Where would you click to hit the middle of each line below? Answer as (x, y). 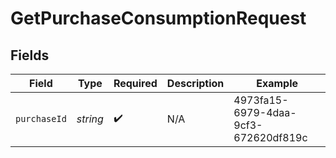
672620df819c (270, 137)
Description (195, 83)
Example (277, 83)
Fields (30, 55)
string (90, 119)
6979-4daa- (265, 112)
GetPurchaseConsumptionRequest (158, 18)
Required (135, 83)
